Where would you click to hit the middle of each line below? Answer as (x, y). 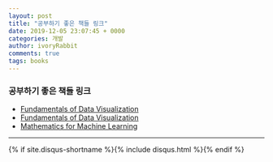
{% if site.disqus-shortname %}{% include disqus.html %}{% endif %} (127, 150)
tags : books (28, 62)
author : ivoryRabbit (43, 46)
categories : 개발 (36, 38)
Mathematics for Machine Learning (79, 126)
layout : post (30, 16)
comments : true (34, 53)
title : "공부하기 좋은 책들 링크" (58, 23)
